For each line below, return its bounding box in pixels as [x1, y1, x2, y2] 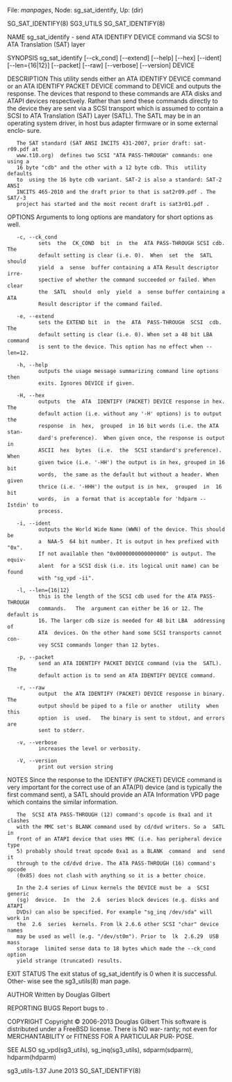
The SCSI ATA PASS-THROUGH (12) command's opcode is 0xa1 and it [16, 811, 213, 818]
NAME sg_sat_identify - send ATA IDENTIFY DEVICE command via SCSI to [7, 33, 219, 41]
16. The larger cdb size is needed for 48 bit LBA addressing [38, 617, 226, 624]
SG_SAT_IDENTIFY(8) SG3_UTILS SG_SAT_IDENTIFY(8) [7, 19, 165, 27]
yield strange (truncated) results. [16, 957, 123, 964]
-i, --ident [16, 520, 51, 527]
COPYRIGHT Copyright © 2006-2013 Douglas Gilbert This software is [7, 1017, 207, 1026]
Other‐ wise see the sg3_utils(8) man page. [7, 977, 131, 985]
